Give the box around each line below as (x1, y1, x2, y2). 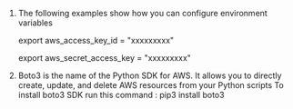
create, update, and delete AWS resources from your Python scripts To (17, 80, 284, 90)
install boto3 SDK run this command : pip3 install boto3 (17, 90, 225, 100)
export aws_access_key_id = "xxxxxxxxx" (17, 35, 175, 45)
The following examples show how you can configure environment (17, 8, 268, 18)
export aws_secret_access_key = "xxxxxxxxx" (17, 53, 191, 63)
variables (17, 17, 53, 28)
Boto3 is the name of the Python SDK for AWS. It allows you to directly (17, 70, 282, 81)
